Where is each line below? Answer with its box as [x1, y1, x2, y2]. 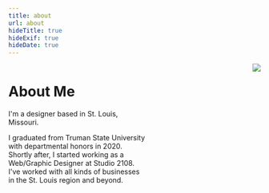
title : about [8, 11, 52, 20]
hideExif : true [8, 33, 59, 42]
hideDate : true [8, 41, 59, 49]
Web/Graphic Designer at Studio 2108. [8, 159, 134, 168]
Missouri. [8, 117, 39, 128]
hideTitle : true [8, 26, 62, 34]
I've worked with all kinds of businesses [8, 167, 140, 176]
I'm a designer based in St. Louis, [8, 109, 118, 119]
